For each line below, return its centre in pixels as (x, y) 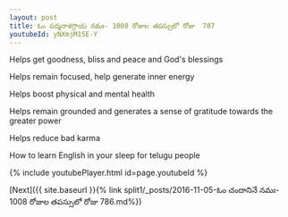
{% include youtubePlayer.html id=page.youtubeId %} (109, 173)
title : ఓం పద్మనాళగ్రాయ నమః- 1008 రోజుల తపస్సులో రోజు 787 (112, 26)
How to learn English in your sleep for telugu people (105, 155)
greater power (35, 121)
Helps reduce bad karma (55, 138)
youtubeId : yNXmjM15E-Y (54, 34)
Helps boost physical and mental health (82, 94)
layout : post (34, 17)
